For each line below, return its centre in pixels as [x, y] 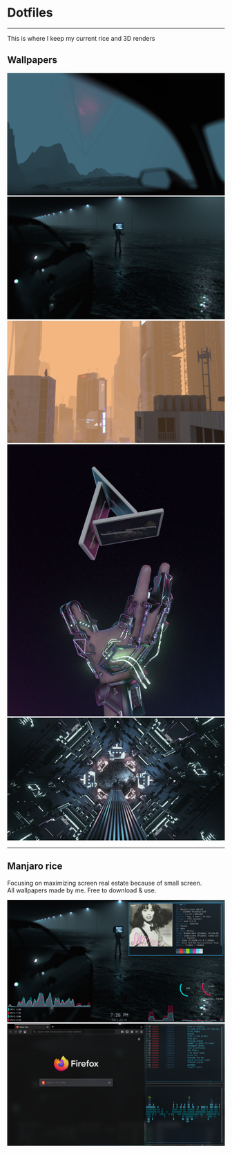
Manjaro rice [35, 866]
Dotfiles [30, 13]
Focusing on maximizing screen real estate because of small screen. [105, 883]
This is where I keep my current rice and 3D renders [81, 38]
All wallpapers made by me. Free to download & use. [82, 890]
